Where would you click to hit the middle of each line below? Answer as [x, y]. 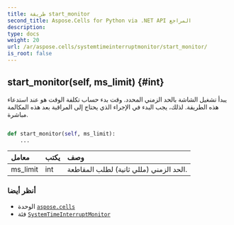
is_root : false [30, 54]
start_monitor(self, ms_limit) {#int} [86, 82]
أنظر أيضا [22, 191]
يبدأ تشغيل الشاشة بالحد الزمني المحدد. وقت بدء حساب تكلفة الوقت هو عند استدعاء [117, 99]
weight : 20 [23, 40]
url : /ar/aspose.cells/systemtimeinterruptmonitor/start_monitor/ [107, 47]
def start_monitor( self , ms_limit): [61, 133]
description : [27, 27]
